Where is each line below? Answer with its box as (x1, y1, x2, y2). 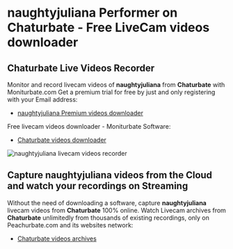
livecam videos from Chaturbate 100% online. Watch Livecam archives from (7, 206, 226, 214)
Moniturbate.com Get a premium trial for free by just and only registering (7, 88, 216, 96)
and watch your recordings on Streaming (7, 180, 188, 192)
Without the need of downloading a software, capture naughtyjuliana (7, 198, 207, 207)
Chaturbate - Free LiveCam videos (7, 19, 210, 35)
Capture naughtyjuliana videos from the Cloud (7, 169, 213, 182)
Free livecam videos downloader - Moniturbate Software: (7, 122, 171, 130)
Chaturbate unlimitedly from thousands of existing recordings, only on (7, 214, 210, 222)
